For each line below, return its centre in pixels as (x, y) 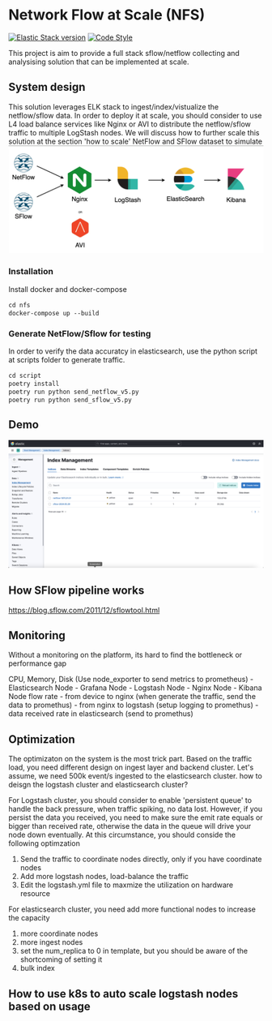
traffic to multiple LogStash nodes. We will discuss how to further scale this (134, 132)
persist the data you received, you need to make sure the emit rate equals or (136, 817)
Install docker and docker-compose (68, 289)
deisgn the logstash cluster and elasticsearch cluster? (98, 785)
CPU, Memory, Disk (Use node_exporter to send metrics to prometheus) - (131, 680)
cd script (25, 375)
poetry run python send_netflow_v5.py (74, 392)
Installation (31, 272)
